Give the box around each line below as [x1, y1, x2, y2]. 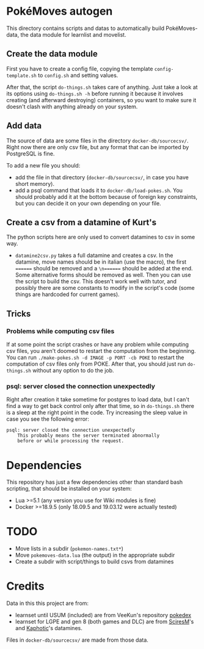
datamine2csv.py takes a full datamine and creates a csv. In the [15, 252, 173, 259]
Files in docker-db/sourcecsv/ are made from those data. [6, 636, 148, 643]
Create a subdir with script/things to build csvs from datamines [15, 558, 174, 565]
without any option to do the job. [32, 367, 114, 374]
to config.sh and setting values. [37, 72, 118, 79]
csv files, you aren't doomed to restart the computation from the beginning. [6, 347, 196, 355]
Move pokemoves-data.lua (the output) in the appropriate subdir [15, 552, 175, 559]
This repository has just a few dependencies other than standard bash [6, 478, 183, 486]
